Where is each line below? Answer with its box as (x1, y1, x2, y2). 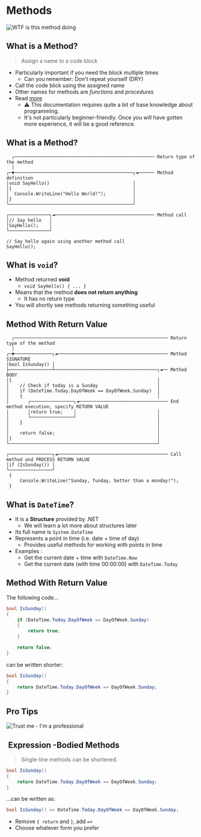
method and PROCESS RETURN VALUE (6, 457, 90, 463)
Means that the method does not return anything (14, 289, 138, 296)
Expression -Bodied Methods (8, 740, 120, 750)
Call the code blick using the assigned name (14, 82, 125, 89)
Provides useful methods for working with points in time (23, 541, 162, 548)
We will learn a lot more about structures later (23, 522, 137, 529)
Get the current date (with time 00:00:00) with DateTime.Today (23, 560, 178, 568)
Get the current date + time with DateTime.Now (23, 554, 137, 561)
